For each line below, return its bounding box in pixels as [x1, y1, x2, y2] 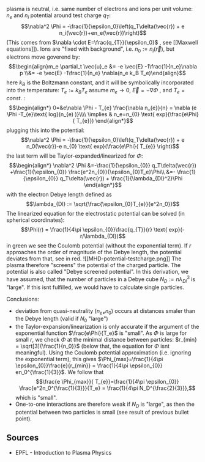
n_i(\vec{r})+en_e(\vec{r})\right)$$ [59, 29, 147, 36]
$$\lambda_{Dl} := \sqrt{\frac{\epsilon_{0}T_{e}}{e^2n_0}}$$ [26, 200, 180, 208]
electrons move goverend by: [6, 53, 81, 61]
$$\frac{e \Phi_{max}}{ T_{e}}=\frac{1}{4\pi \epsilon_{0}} [35, 378, 179, 386]
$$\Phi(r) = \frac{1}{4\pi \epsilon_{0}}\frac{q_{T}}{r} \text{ [20, 226, 168, 233]
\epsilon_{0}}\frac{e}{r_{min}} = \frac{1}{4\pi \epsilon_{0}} [15, 362, 163, 369]
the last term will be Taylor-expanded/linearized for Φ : [6, 152, 143, 159]
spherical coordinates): [6, 216, 65, 224]
